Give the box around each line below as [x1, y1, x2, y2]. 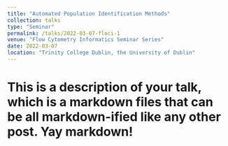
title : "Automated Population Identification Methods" [7, 10, 171, 17]
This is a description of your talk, [7, 80, 202, 95]
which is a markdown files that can [7, 94, 213, 110]
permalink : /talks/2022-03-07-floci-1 [7, 29, 120, 37]
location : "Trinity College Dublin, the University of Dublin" [7, 50, 196, 57]
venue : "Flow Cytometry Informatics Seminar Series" [7, 36, 164, 43]
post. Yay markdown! [7, 124, 134, 140]
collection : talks [7, 17, 61, 24]
